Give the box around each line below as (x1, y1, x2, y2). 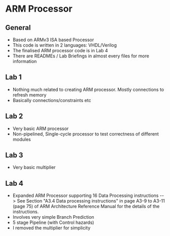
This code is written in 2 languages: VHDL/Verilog (12, 42, 117, 48)
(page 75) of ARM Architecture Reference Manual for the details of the (12, 204, 160, 210)
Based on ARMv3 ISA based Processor (12, 37, 94, 43)
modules (12, 136, 31, 142)
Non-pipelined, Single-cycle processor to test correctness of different (12, 130, 159, 137)
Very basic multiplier (12, 164, 56, 171)
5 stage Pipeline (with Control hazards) (12, 219, 94, 226)
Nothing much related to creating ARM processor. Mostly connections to (12, 86, 164, 92)
